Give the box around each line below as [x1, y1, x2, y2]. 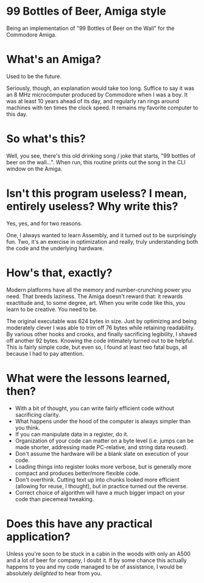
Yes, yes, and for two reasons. [6, 219, 83, 227]
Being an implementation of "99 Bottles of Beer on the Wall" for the [6, 24, 175, 32]
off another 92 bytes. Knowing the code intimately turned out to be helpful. [6, 337, 194, 344]
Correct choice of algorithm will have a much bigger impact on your [15, 489, 185, 496]
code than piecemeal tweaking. [15, 495, 94, 502]
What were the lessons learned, [6, 371, 171, 385]
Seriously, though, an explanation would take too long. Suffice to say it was [6, 84, 195, 92]
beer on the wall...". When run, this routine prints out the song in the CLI [6, 158, 186, 166]
